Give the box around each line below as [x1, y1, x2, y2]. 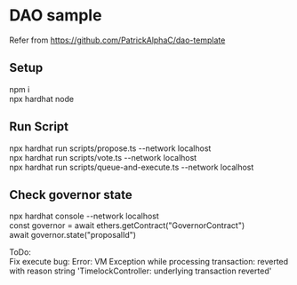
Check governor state [9, 187, 133, 202]
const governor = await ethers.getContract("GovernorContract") [9, 220, 245, 231]
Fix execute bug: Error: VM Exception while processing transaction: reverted [9, 257, 289, 267]
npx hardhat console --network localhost [9, 210, 160, 222]
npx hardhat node [9, 93, 74, 104]
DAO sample [9, 5, 102, 26]
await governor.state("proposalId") [9, 230, 136, 241]
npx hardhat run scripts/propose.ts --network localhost [9, 143, 212, 154]
